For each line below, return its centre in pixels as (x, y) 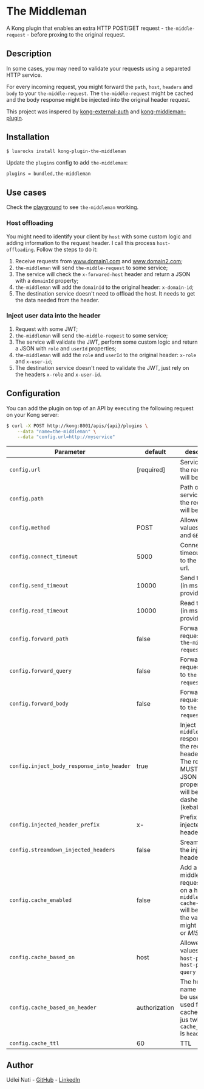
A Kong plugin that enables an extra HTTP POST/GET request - (85, 28)
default (155, 452)
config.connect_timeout (44, 557)
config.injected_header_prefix (55, 825)
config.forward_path (39, 639)
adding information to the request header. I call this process (81, 243)
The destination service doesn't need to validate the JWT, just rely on (102, 367)
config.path (27, 499)
